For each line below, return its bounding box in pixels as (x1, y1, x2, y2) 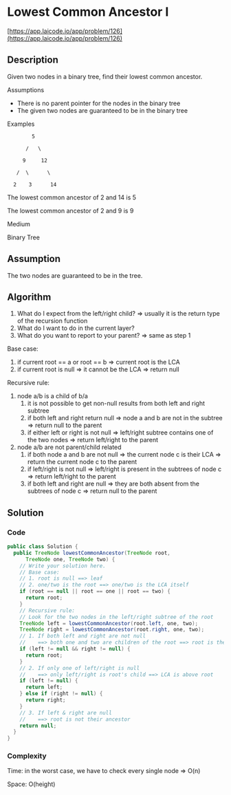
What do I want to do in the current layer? (16, 324, 135, 332)
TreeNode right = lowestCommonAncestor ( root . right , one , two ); (19, 627, 205, 633)
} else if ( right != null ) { (19, 690, 103, 697)
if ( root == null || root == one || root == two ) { (19, 588, 170, 595)
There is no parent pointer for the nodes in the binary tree (16, 99, 181, 107)
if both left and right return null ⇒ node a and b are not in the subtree (27, 414, 223, 422)
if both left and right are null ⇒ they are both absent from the (27, 479, 199, 488)
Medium (7, 219, 31, 228)
